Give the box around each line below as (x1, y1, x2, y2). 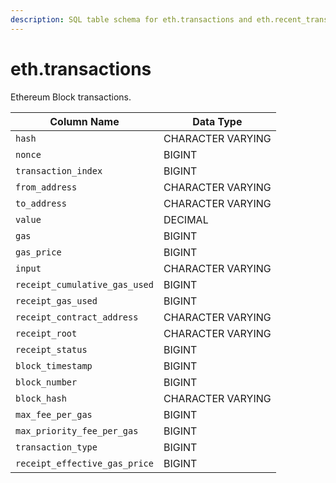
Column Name (49, 114, 120, 128)
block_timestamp (15, 360, 93, 371)
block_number (15, 376, 78, 388)
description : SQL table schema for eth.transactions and (10, 14, 253, 25)
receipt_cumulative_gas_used (15, 279, 154, 290)
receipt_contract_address (15, 311, 139, 323)
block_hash (15, 392, 67, 404)
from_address (15, 181, 78, 193)
